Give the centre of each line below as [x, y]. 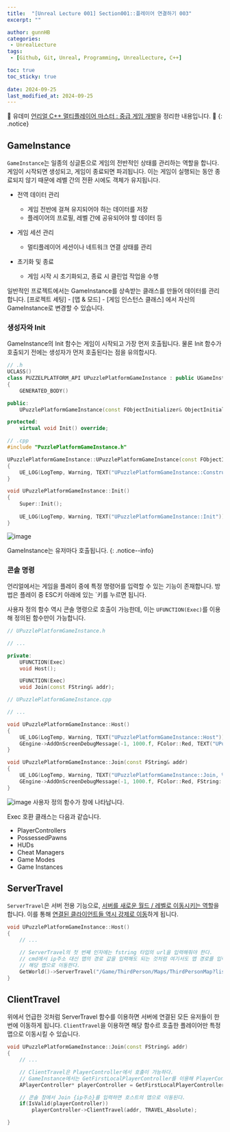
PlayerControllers [41, 830]
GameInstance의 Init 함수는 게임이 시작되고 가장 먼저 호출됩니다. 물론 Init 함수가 [114, 343]
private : [20, 656]
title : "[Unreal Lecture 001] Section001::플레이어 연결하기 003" [100, 13]
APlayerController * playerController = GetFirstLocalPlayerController [122, 1085]
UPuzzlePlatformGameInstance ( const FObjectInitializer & [101, 409]
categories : [24, 38]
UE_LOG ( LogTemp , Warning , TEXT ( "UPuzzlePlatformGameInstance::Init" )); [124, 517]
